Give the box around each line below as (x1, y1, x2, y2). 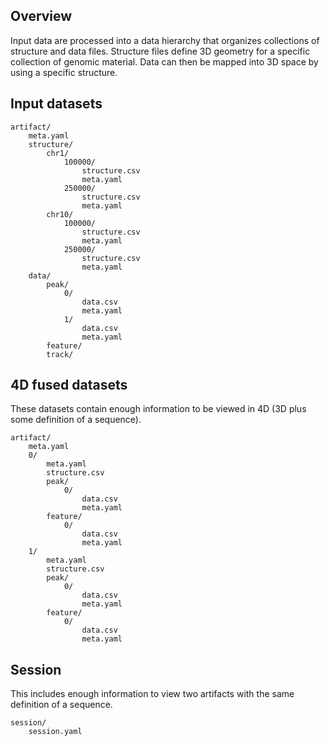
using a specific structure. (10, 66, 118, 78)
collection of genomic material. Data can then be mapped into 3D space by (10, 55, 319, 68)
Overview (10, 8, 73, 25)
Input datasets (10, 95, 103, 113)
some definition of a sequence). (10, 414, 142, 426)
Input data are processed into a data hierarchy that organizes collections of (10, 34, 320, 46)
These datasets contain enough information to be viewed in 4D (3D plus (10, 403, 307, 415)
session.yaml (28, 727, 83, 737)
